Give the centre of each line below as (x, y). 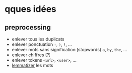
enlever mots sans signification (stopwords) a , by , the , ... (69, 50)
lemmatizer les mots (32, 65)
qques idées (31, 9)
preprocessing (28, 27)
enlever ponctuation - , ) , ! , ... (42, 44)
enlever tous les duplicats (38, 39)
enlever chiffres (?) (31, 55)
